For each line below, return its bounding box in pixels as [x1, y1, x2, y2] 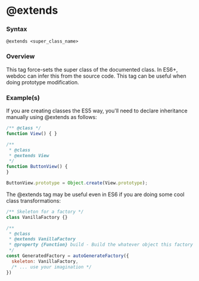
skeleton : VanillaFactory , [11, 258, 79, 264]
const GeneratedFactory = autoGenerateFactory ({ [6, 253, 129, 259]
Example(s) [6, 93, 40, 102]
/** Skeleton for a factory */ [6, 209, 84, 215]
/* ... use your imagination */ [11, 264, 92, 270]
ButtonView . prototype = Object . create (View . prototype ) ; [6, 180, 148, 186]
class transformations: [6, 197, 61, 204]
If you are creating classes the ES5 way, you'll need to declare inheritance [6, 107, 188, 114]
